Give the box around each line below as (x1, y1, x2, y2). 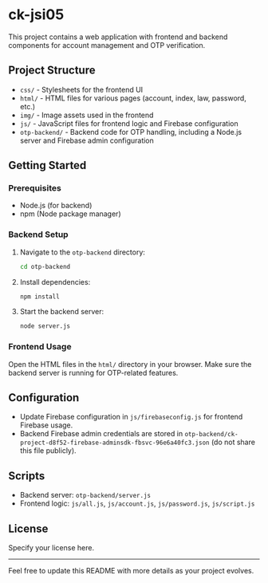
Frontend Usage (8, 341, 72, 353)
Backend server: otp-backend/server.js (19, 490, 152, 500)
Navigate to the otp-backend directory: (19, 247, 146, 257)
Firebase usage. (19, 420, 73, 430)
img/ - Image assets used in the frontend (19, 110, 154, 120)
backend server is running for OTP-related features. (8, 368, 179, 377)
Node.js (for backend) (19, 201, 93, 211)
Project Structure (8, 64, 96, 77)
